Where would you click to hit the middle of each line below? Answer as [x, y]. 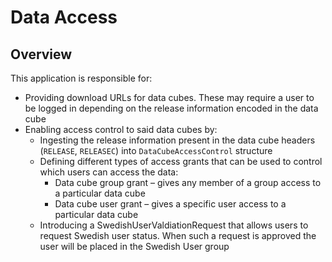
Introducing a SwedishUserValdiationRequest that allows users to [174, 225]
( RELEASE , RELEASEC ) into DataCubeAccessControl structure [156, 150]
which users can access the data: [109, 172]
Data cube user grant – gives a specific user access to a [170, 204]
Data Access [64, 17]
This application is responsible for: [81, 78]
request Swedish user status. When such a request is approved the [178, 235]
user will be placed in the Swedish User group [134, 246]
